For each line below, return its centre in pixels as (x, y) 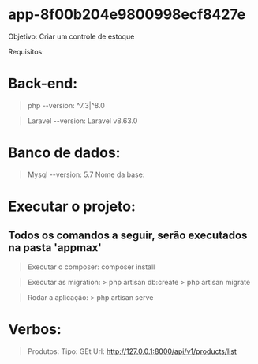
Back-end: (43, 84)
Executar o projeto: (72, 206)
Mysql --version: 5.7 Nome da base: (86, 174)
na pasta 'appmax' (55, 248)
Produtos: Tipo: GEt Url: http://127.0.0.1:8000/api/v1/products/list (132, 351)
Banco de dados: (64, 153)
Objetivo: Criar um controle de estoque (71, 36)
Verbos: (35, 329)
